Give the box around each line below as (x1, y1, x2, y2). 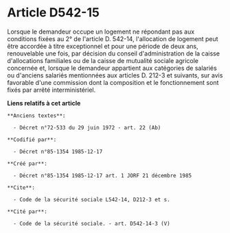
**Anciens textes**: (7, 112, 67, 119)
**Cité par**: (7, 208, 48, 215)
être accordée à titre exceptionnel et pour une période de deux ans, (7, 42, 198, 50)
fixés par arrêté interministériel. (7, 86, 96, 94)
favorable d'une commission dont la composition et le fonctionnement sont (7, 78, 219, 86)
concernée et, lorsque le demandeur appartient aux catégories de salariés (7, 64, 218, 72)
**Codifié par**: (7, 136, 57, 143)
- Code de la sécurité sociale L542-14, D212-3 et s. (13, 196, 170, 203)
